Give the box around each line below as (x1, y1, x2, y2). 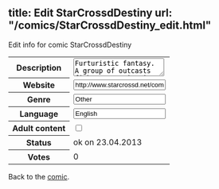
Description (16, 62, 62, 73)
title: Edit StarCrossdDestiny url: (8, 6, 173, 20)
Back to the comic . (8, 172, 70, 182)
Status (26, 137, 52, 148)
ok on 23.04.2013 (72, 137, 143, 148)
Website (22, 79, 56, 91)
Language (19, 109, 58, 120)
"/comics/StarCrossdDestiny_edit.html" (8, 19, 212, 33)
